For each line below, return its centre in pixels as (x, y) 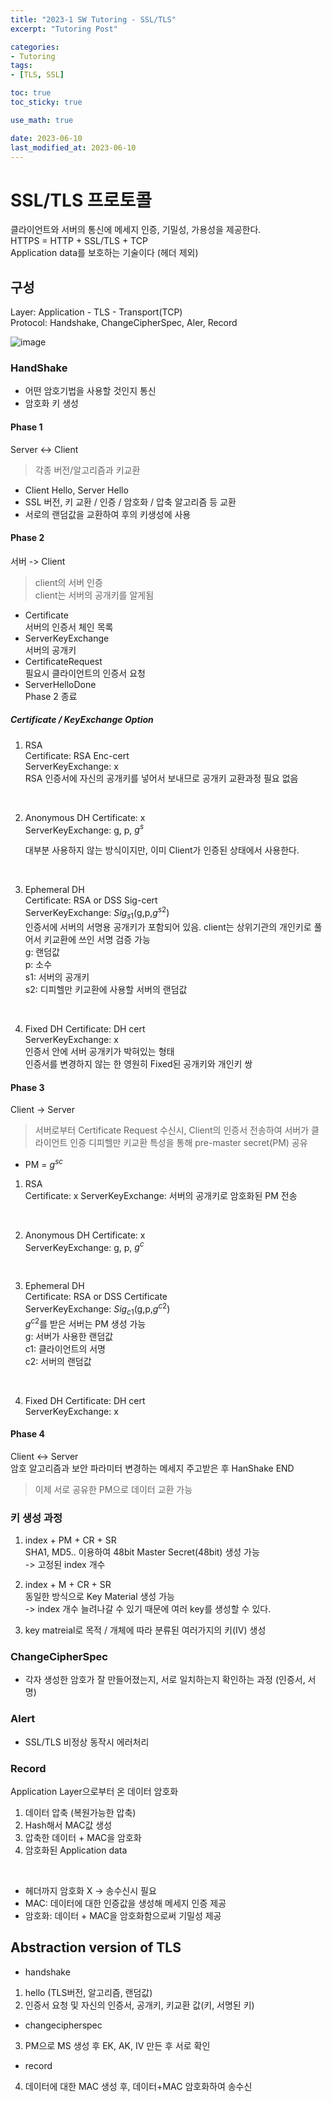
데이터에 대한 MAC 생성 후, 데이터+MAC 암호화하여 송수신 (138, 2086)
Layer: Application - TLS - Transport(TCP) (96, 312)
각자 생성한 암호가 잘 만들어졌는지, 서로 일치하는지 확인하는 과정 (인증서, (165, 1680)
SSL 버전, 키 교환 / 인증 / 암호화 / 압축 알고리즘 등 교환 (130, 502)
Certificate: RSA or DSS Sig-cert (91, 900)
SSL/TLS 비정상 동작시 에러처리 (87, 1742)
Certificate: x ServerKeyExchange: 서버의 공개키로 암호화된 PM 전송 (161, 1195)
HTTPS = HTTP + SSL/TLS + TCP (79, 241)
